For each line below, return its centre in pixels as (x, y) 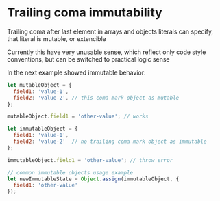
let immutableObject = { (42, 129)
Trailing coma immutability (85, 13)
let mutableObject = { (39, 85)
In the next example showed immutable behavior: (76, 72)
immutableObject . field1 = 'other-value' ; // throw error (90, 160)
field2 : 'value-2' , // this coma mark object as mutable (96, 98)
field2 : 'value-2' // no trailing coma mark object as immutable (110, 142)
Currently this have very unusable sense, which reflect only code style (107, 52)
